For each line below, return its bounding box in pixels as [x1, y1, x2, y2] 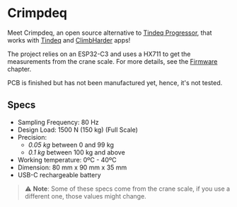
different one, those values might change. [24, 191, 146, 200]
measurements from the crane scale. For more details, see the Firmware [7, 57, 218, 65]
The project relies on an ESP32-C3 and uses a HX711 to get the [7, 50, 191, 58]
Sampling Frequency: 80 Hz [17, 118, 99, 126]
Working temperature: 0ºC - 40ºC [17, 155, 117, 164]
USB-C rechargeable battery [17, 170, 101, 179]
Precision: [17, 133, 47, 141]
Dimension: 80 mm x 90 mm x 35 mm [17, 163, 127, 172]
